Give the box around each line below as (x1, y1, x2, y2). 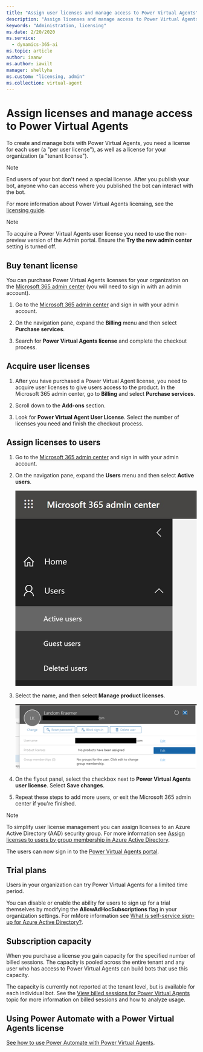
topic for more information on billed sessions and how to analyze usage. (6, 996, 186, 1003)
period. (6, 888, 24, 895)
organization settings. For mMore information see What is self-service (6, 912, 181, 920)
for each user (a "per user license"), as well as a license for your (6, 146, 167, 153)
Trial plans (6, 865, 47, 876)
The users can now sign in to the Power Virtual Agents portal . (6, 848, 159, 855)
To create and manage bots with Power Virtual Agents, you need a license (6, 140, 190, 147)
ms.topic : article (6, 48, 53, 54)
